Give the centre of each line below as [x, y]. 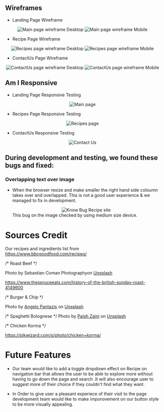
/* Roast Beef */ [21, 263]
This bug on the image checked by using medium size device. [75, 215]
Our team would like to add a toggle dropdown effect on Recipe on [80, 369]
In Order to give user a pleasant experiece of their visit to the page [79, 394]
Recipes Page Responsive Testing [46, 114]
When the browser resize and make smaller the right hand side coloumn [85, 190]
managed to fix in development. [44, 200]
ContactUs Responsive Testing [43, 133]
